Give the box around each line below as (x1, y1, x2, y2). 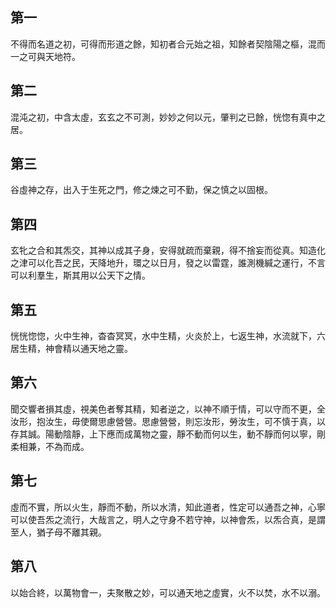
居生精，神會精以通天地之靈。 (10, 343, 133, 355)
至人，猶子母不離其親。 (10, 526, 107, 538)
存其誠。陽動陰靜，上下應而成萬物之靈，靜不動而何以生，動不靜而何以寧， (10, 428, 317, 440)
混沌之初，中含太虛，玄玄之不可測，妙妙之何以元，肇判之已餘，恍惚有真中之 (10, 111, 326, 123)
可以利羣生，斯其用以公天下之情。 (10, 269, 151, 282)
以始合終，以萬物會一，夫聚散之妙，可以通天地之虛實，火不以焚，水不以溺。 (10, 586, 326, 598)
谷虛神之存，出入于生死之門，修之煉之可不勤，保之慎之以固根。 (10, 184, 273, 196)
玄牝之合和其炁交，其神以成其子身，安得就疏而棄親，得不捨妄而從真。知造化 (10, 244, 326, 257)
